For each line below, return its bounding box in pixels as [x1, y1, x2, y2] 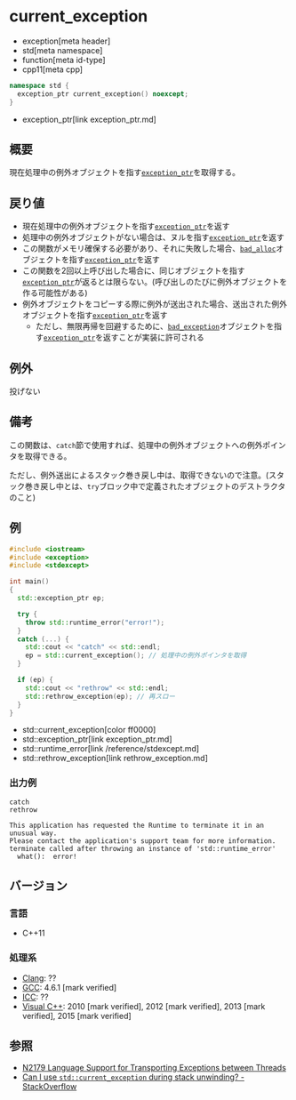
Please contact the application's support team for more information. [9, 836, 276, 846]
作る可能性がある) [21, 287, 88, 299]
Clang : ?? [21, 972, 57, 984]
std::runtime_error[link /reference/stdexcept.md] [21, 743, 200, 754]
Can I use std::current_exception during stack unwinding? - [21, 1072, 244, 1082]
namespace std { [9, 81, 69, 90]
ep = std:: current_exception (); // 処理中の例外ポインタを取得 [25, 651, 247, 660]
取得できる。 [24, 451, 72, 462]
